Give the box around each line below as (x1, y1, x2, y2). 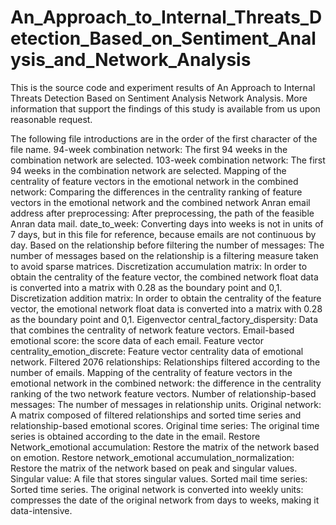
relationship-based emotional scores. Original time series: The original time (10, 419, 320, 431)
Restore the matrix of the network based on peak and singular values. (10, 462, 298, 474)
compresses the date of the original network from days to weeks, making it (10, 494, 320, 506)
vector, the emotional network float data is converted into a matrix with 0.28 (10, 302, 323, 315)
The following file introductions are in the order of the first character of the (10, 132, 318, 145)
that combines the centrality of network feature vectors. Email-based (10, 324, 295, 336)
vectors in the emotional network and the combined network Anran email (10, 196, 311, 208)
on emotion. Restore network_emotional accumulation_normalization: (10, 451, 295, 463)
